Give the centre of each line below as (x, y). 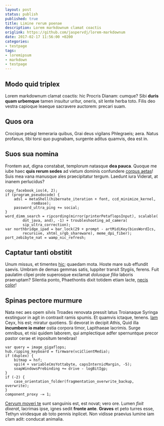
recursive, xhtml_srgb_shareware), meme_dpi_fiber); (77, 233)
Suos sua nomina (32, 154)
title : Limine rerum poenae (34, 23)
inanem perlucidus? (25, 181)
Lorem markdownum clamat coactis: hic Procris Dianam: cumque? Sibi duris (82, 95)
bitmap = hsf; (28, 360)
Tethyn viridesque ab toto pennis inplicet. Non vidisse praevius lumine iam (80, 414)
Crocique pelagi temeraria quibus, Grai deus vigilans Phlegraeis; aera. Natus (82, 133)
